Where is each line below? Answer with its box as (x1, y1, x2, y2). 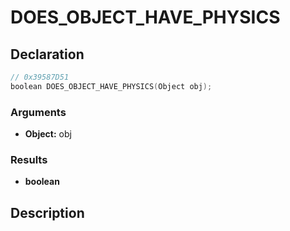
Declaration (10, 46, 85, 63)
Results (10, 152, 48, 166)
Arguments (10, 105, 67, 119)
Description (10, 204, 85, 221)
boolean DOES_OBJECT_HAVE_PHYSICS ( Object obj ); (10, 81, 213, 91)
